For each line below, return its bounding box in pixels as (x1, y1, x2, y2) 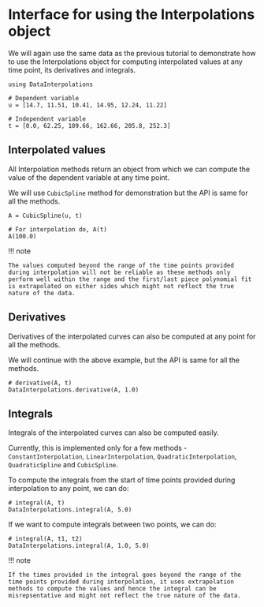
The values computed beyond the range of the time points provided (8, 261, 235, 269)
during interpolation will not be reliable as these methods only (8, 268, 231, 276)
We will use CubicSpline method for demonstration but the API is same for (8, 188, 248, 197)
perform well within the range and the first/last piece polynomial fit (8, 275, 252, 283)
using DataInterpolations (8, 81, 93, 88)
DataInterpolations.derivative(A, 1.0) (8, 385, 139, 394)
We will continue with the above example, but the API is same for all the (8, 355, 240, 365)
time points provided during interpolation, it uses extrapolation (8, 578, 235, 586)
